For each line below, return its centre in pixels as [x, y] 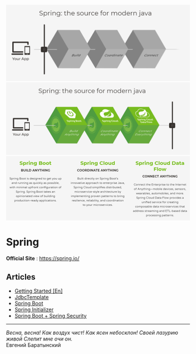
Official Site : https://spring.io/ [43, 259]
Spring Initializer [34, 310]
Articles [21, 277]
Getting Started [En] [38, 291]
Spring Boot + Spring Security [50, 315]
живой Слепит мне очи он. [39, 339]
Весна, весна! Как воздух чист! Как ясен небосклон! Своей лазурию [92, 332]
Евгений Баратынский [34, 345]
